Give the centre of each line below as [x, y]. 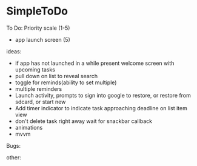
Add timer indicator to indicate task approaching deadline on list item [101, 108]
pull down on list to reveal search [56, 76]
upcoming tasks [35, 69]
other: [14, 157]
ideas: [14, 51]
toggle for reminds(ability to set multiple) [66, 82]
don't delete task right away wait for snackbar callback [84, 121]
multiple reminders [38, 88]
